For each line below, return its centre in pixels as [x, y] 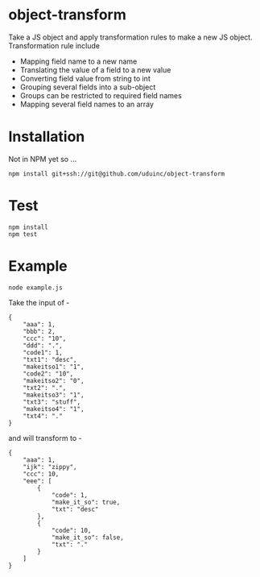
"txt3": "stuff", [52, 402]
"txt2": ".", [45, 388]
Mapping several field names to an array [87, 104]
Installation [47, 137]
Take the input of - [39, 302]
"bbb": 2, [39, 331]
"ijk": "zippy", [50, 467]
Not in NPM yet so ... [43, 159]
